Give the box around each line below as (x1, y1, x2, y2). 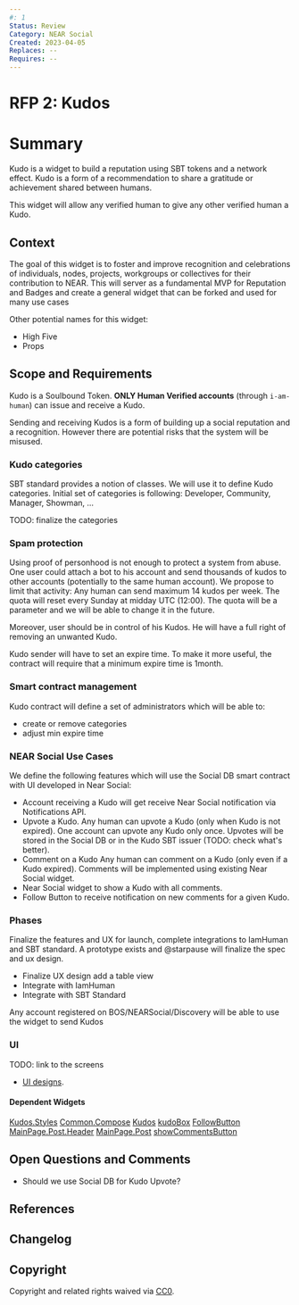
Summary (9, 134, 83, 154)
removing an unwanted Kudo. (9, 631, 118, 643)
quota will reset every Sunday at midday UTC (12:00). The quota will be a (9, 595, 278, 606)
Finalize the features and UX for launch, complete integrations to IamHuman (9, 935, 288, 945)
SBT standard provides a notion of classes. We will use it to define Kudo (9, 478, 274, 489)
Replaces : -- (9, 46, 58, 55)
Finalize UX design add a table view (21, 970, 154, 982)
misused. (9, 436, 43, 446)
